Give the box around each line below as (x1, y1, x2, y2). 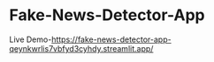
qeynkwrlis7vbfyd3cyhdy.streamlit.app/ (9, 43, 154, 53)
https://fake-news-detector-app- (51, 34, 172, 45)
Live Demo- (9, 34, 52, 45)
